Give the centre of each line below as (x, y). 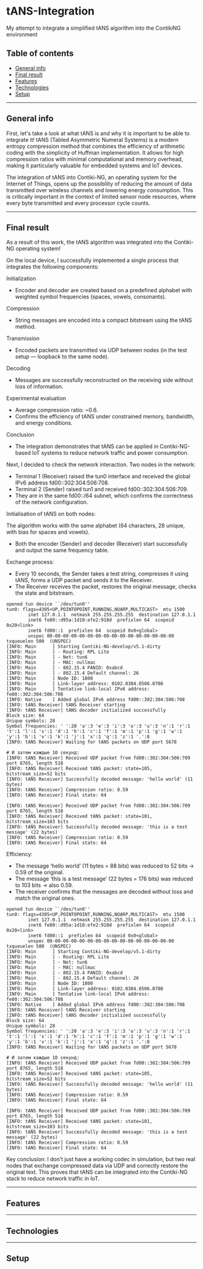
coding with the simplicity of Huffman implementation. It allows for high (95, 152)
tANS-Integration (50, 11)
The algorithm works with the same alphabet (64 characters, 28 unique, (96, 526)
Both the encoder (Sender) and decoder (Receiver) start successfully (101, 544)
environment (22, 34)
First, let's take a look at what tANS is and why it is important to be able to (98, 133)
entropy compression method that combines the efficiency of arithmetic (96, 146)
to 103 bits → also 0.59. (44, 885)
